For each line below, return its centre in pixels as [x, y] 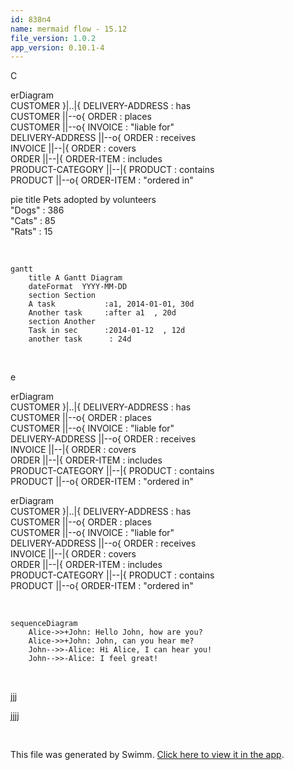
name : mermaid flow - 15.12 [69, 29]
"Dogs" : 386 [37, 210]
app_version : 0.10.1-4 [57, 47]
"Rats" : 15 [31, 232]
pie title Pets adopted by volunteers [83, 200]
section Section [62, 296]
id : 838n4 [31, 19]
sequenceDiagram [44, 624]
